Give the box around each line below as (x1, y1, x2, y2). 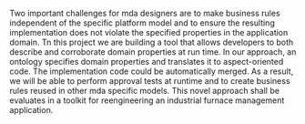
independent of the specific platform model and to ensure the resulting (9, 17, 275, 28)
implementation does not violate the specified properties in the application (9, 27, 289, 37)
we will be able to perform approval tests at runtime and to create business (9, 76, 290, 86)
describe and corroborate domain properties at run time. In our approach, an (9, 46, 297, 57)
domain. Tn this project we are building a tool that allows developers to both (9, 36, 294, 47)
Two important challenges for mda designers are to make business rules (9, 8, 280, 18)
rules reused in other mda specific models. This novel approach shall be (9, 86, 280, 96)
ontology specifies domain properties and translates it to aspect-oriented (9, 57, 284, 67)
